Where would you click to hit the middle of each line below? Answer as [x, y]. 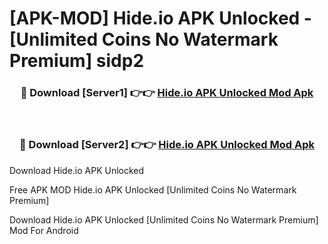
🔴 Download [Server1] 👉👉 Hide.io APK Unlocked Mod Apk [167, 93]
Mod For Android [44, 230]
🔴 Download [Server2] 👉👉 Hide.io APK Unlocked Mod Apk [167, 145]
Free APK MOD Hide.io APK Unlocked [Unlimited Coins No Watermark [153, 189]
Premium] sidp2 [77, 61]
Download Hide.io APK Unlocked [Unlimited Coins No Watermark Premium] [164, 219]
